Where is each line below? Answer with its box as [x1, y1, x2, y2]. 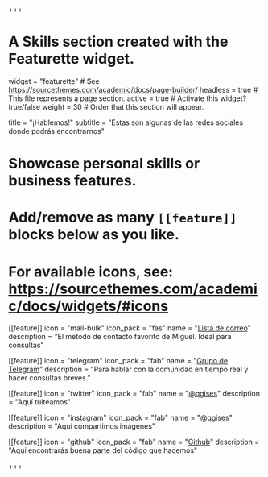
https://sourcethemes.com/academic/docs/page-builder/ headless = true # [8, 85, 258, 94]
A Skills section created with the [8, 33, 229, 51]
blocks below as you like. [8, 226, 179, 244]
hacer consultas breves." [8, 373, 91, 383]
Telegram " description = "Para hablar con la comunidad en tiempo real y [8, 364, 249, 375]
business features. [8, 172, 137, 190]
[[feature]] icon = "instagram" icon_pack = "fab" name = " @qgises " [8, 413, 233, 423]
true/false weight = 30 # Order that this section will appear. [8, 102, 204, 111]
